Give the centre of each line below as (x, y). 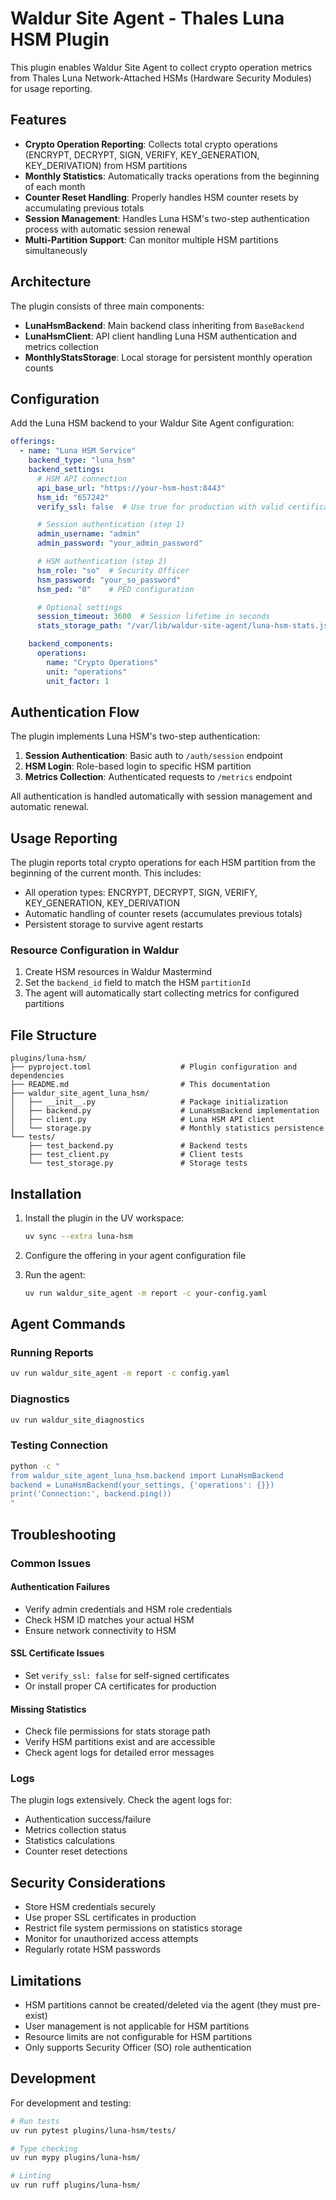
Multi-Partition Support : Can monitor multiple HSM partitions (151, 239)
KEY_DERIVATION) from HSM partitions (106, 165)
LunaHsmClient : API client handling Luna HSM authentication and (160, 336)
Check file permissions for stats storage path (117, 1731)
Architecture (51, 282)
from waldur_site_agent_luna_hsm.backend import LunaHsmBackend (147, 1475)
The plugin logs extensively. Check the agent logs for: (121, 1800)
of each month (55, 186)
